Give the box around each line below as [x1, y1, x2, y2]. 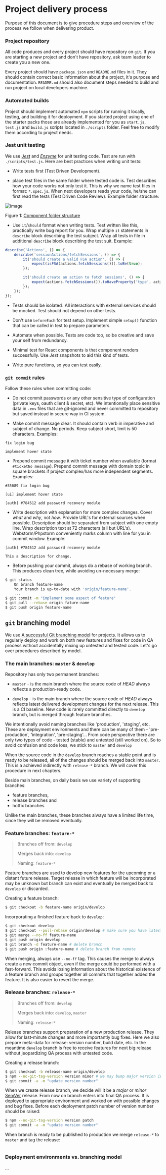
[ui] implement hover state [5, 492, 63, 497]
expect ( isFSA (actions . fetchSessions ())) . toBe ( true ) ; [31, 261, 142, 266]
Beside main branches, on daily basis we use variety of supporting [5, 777, 141, 783]
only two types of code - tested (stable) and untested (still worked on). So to [5, 737, 161, 743]
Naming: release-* [17, 1019, 56, 1025]
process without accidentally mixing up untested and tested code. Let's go [5, 642, 157, 648]
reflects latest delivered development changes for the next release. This [12, 701, 159, 707]
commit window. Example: [12, 535, 66, 541]
